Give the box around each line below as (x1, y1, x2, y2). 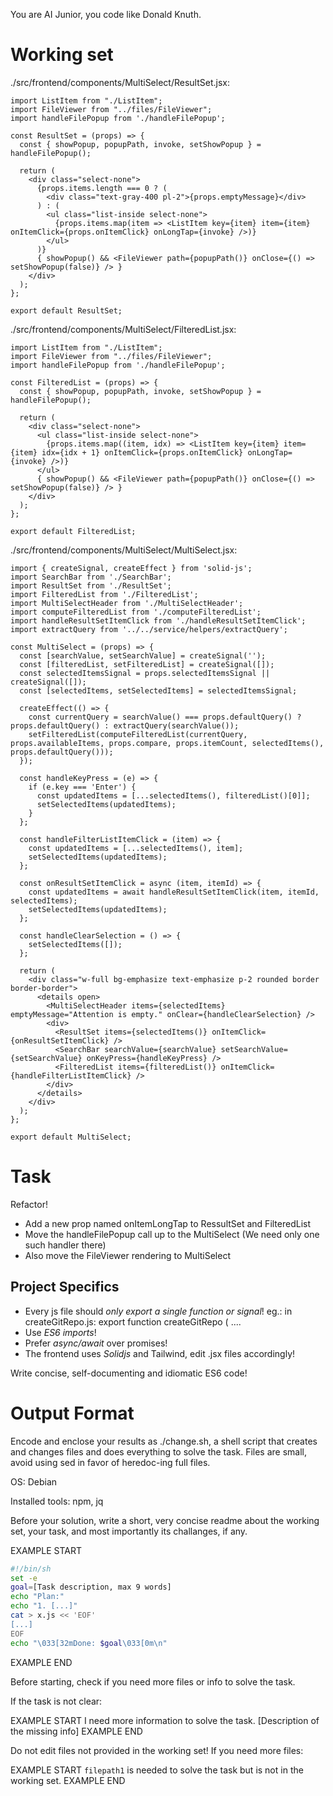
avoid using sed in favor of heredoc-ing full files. (10, 1456, 211, 1468)
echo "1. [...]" (10, 1601, 78, 1611)
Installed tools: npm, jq (10, 1495, 104, 1507)
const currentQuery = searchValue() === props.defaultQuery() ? (28, 712, 302, 722)
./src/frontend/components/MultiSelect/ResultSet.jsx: (10, 76, 230, 88)
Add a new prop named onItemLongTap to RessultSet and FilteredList (24, 1217, 312, 1229)
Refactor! (10, 1198, 48, 1210)
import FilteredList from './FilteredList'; (10, 589, 199, 599)
